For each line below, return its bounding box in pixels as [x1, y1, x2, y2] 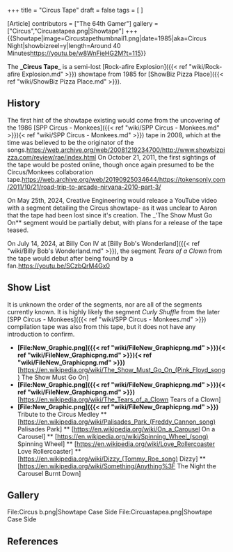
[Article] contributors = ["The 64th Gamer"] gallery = [7, 20, 159, 27]
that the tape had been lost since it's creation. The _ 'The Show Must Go [7, 210, 213, 219]
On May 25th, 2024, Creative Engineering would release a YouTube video [7, 196, 218, 204]
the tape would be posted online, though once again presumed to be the [7, 160, 214, 169]
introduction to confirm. [7, 330, 75, 338]
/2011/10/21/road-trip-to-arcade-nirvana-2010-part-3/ [7, 183, 161, 191]
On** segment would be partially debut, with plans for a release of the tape [7, 218, 223, 227]
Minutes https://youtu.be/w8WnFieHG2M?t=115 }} [7, 49, 147, 57]
